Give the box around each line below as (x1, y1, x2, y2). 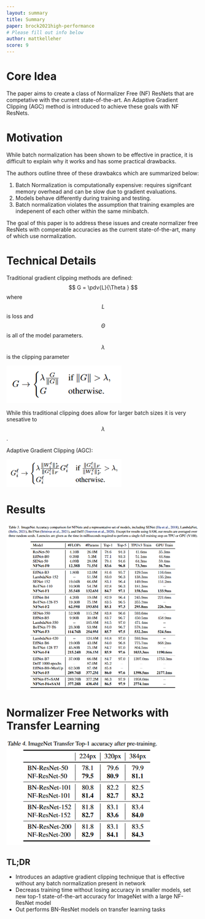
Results (6, 503, 46, 517)
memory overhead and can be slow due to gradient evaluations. (15, 188, 177, 195)
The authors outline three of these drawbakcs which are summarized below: (6, 169, 199, 177)
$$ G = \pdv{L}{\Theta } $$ (68, 283, 138, 291)
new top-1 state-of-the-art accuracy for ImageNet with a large (15, 893, 173, 900)
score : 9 (6, 42, 29, 48)
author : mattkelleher (6, 36, 62, 42)
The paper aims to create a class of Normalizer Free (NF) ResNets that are (6, 90, 195, 97)
